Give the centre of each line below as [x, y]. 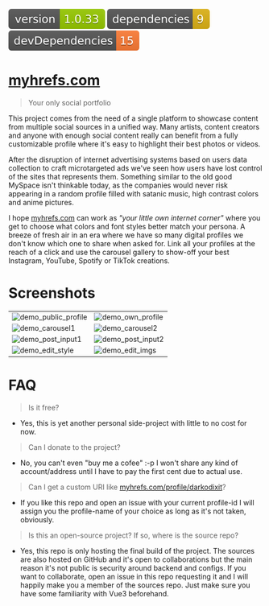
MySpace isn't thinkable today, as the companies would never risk [118, 185]
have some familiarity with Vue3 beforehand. [94, 593]
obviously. [37, 519]
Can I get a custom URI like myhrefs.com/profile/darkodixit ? [127, 487]
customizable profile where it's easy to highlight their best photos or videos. [134, 144]
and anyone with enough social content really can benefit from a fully [124, 135]
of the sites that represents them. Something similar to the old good [120, 176]
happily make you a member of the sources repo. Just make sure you [135, 585]
